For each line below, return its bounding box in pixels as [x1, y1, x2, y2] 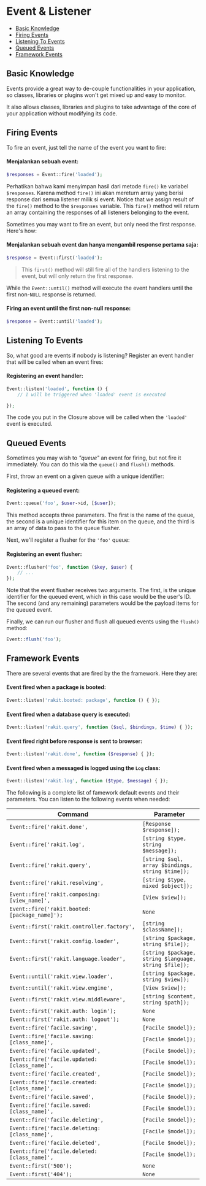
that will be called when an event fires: [6, 358, 104, 366]
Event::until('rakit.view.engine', [9, 985, 113, 992]
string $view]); [142, 976, 190, 983]
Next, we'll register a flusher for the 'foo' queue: [6, 536, 130, 544]
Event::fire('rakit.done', [9, 823, 88, 831]
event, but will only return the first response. [21, 272, 134, 280]
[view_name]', [9, 897, 51, 904]
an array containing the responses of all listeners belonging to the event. [6, 209, 189, 216]
